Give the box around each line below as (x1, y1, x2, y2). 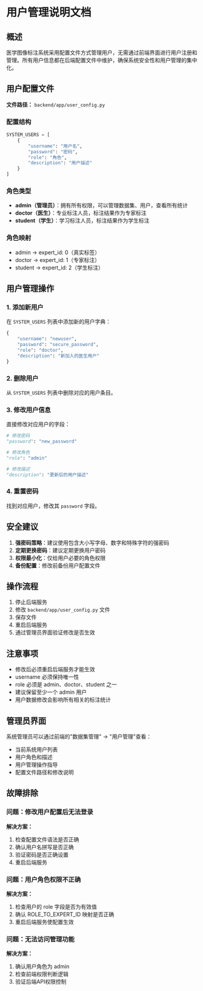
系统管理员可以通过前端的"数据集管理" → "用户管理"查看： (6, 733, 152, 741)
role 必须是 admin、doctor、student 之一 (15, 681, 117, 688)
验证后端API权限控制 (15, 978, 67, 986)
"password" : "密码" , (28, 148, 78, 155)
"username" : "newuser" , (17, 336, 78, 342)
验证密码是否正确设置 (15, 851, 68, 858)
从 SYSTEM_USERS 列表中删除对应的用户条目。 (6, 388, 116, 396)
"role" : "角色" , (28, 154, 67, 161)
